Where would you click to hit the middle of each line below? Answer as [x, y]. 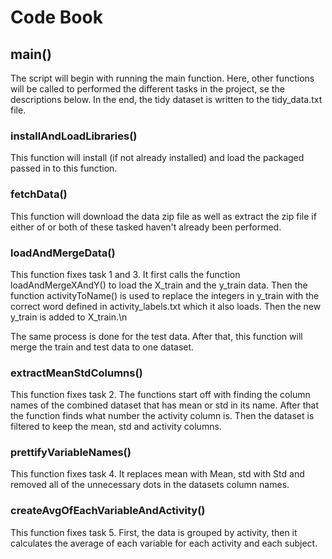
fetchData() [39, 194]
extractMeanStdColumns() [76, 373]
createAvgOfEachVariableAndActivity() [108, 511]
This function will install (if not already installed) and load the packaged [157, 158]
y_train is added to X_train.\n [69, 317]
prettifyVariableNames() [71, 453]
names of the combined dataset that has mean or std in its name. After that [164, 405]
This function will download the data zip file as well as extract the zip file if [163, 216]
